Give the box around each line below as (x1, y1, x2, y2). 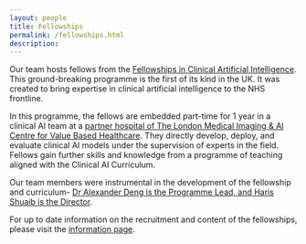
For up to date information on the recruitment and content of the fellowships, (9, 214, 298, 225)
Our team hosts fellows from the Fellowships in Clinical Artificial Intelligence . (9, 64, 297, 75)
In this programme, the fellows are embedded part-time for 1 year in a (9, 111, 271, 122)
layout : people (9, 13, 68, 23)
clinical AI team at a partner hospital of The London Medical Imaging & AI (9, 121, 285, 132)
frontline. (9, 93, 44, 104)
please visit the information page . (9, 224, 135, 235)
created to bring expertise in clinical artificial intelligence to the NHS (9, 83, 266, 94)
